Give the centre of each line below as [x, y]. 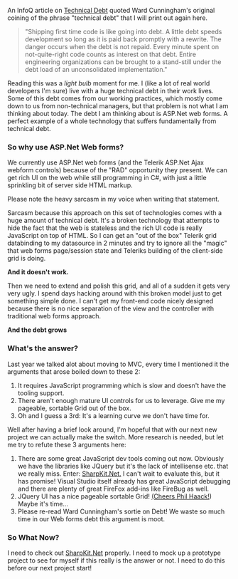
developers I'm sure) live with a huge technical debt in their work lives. [110, 91]
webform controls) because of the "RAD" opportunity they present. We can [117, 170]
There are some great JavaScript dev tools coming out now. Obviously [120, 458]
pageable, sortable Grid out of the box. [74, 408]
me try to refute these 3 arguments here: [67, 444]
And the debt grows [37, 330]
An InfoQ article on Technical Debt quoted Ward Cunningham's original [111, 10]
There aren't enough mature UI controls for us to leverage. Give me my [121, 400]
